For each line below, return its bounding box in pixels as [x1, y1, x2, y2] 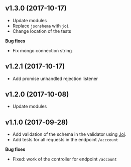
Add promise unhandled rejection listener [12, 75, 98, 81]
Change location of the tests [12, 28, 71, 34]
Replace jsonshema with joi [12, 23, 69, 29]
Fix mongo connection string [12, 47, 72, 53]
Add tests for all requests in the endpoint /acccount [12, 137, 118, 143]
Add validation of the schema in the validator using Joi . [12, 131, 126, 137]
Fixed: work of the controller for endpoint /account [12, 156, 117, 162]
